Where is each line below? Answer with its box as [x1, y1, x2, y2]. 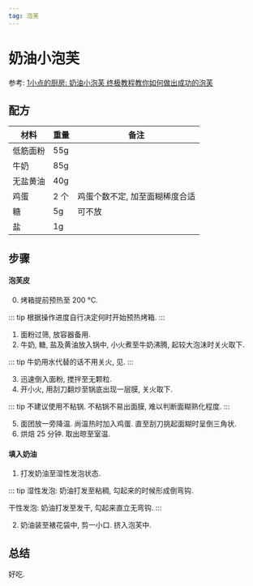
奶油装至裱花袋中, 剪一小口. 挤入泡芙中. [19, 520, 152, 530]
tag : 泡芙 [8, 11, 39, 20]
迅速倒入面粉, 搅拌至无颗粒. [19, 374, 112, 383]
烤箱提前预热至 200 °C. [19, 295, 99, 305]
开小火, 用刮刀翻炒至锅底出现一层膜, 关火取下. [19, 384, 173, 394]
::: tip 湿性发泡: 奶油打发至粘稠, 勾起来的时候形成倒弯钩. [8, 485, 194, 495]
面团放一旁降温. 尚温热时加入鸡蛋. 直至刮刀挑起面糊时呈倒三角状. [19, 418, 237, 428]
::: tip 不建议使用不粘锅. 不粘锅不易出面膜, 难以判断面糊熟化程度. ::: [8, 401, 230, 411]
